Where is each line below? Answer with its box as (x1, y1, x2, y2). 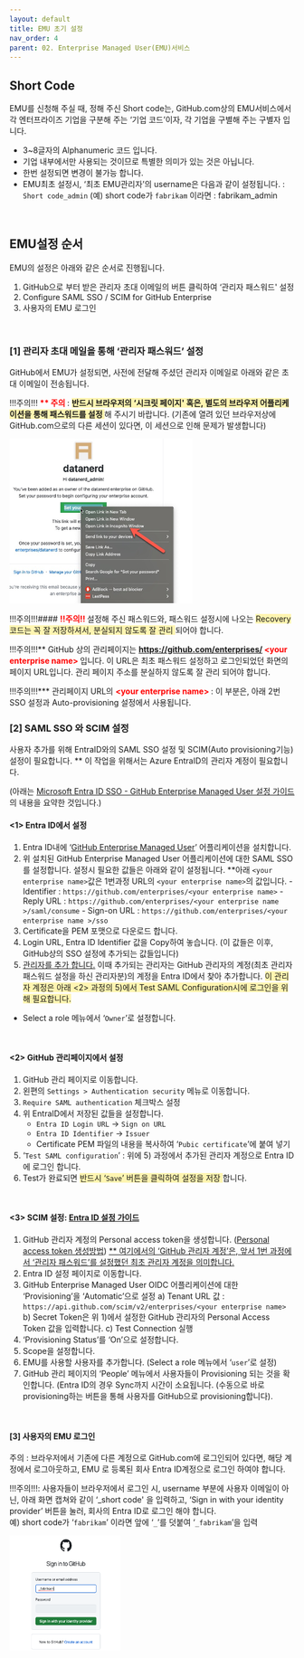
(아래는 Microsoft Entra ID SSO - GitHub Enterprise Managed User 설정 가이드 (9, 786, 295, 797)
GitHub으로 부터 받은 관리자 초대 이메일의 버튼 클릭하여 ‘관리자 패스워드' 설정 (22, 281, 295, 292)
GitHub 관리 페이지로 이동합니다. (22, 1074, 138, 1085)
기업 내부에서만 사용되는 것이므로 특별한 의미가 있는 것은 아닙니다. (22, 156, 255, 167)
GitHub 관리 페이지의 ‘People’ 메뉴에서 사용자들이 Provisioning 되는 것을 (22, 1369, 281, 1379)
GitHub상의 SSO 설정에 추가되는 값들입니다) (22, 948, 179, 959)
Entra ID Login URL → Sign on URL (35, 1118, 166, 1129)
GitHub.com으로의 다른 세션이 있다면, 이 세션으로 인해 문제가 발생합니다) (9, 421, 267, 431)
